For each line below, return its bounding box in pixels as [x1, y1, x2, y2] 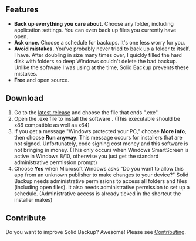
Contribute [5, 213, 46, 223]
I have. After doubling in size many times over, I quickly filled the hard [13, 51, 183, 58]
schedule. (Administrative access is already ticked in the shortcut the [13, 190, 181, 197]
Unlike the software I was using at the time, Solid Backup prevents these [13, 64, 189, 71]
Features [5, 5, 39, 15]
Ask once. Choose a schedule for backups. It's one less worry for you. [13, 39, 185, 46]
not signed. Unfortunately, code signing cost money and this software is [13, 140, 188, 147]
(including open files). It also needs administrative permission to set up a [13, 184, 190, 191]
